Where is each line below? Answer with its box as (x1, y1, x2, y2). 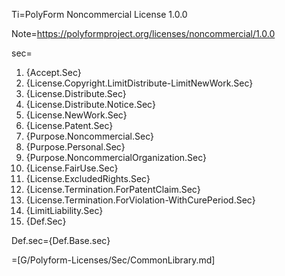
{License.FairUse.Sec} (25, 162, 119, 174)
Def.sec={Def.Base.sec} (11, 235, 111, 246)
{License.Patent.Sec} (25, 120, 114, 131)
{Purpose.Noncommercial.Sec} (25, 130, 154, 142)
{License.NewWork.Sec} (25, 109, 128, 121)
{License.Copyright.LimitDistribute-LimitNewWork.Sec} (25, 77, 254, 89)
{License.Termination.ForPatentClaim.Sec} (25, 184, 201, 195)
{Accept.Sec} (25, 67, 82, 78)
